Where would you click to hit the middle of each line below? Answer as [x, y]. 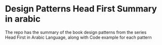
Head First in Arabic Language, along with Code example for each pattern [79, 37]
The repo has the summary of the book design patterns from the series [76, 32]
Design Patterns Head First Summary [81, 9]
